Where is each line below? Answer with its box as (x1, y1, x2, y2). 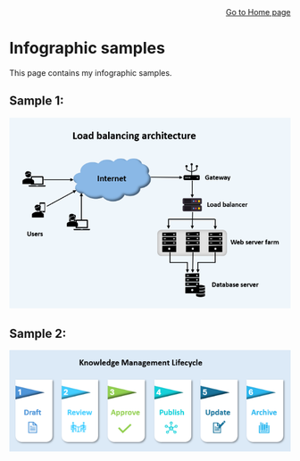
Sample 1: (9, 94, 64, 109)
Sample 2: (9, 325, 67, 341)
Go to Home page (225, 7, 291, 17)
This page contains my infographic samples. (9, 67, 172, 78)
